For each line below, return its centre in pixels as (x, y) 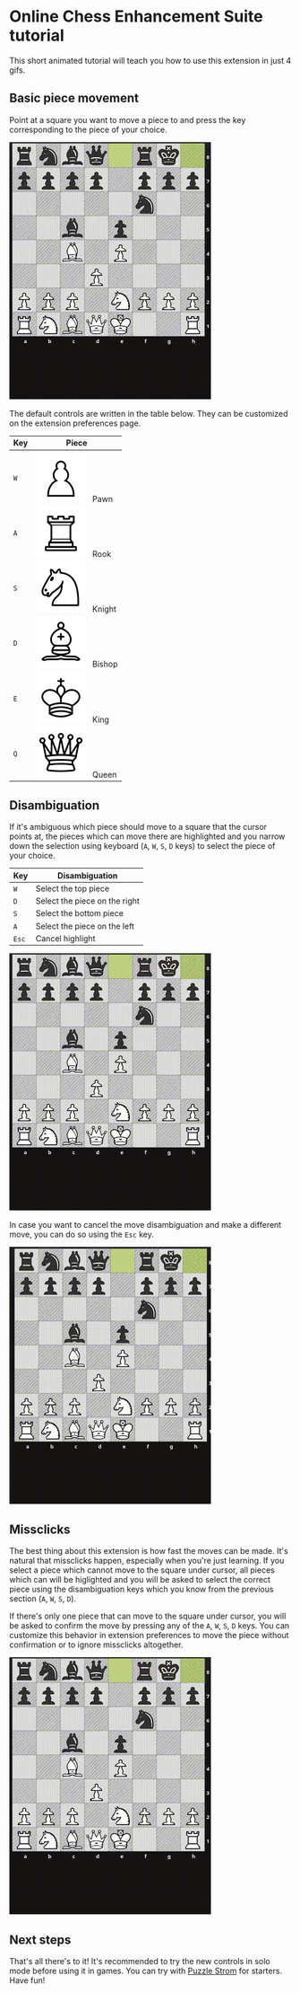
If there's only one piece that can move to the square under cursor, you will (148, 1616)
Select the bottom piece (79, 913)
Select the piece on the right (88, 901)
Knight (104, 609)
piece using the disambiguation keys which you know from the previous (141, 1589)
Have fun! (27, 1980)
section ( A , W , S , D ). (43, 1599)
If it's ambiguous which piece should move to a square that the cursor (138, 827)
